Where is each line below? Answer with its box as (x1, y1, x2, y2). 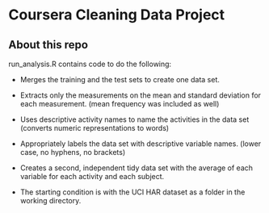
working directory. (19, 196, 82, 205)
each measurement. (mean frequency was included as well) (19, 99, 220, 108)
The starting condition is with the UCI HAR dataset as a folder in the (19, 187, 246, 197)
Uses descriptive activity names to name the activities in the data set (19, 115, 250, 124)
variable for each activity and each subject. (19, 172, 165, 181)
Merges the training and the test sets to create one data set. (19, 75, 220, 84)
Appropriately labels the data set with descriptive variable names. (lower (19, 139, 262, 148)
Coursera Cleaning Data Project (8, 6, 225, 24)
